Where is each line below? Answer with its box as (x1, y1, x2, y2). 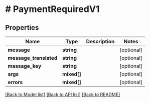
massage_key (8, 63, 42, 69)
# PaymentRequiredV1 (5, 3, 100, 15)
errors (8, 79, 23, 86)
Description (86, 38, 115, 45)
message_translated (8, 55, 58, 61)
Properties (5, 23, 39, 32)
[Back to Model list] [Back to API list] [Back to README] (5, 92, 120, 98)
